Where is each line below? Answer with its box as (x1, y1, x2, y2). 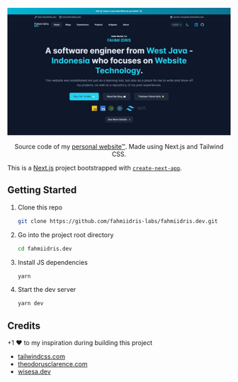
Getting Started (7, 184, 77, 196)
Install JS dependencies (17, 258, 89, 266)
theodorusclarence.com (17, 360, 88, 369)
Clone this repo (17, 203, 62, 212)
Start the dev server (17, 285, 76, 294)
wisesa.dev (17, 367, 51, 376)
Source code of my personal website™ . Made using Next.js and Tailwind (14, 142, 224, 151)
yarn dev (17, 300, 44, 307)
